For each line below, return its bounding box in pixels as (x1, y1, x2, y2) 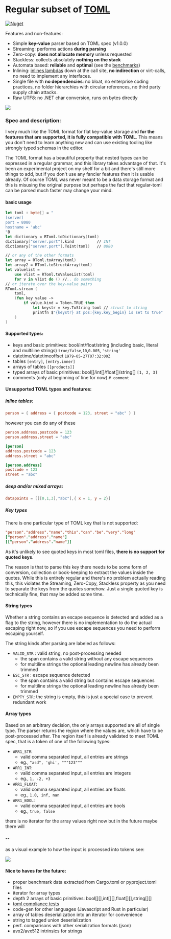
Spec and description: (5, 117, 61, 124)
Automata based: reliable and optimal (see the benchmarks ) (12, 62, 140, 68)
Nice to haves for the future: (5, 867, 66, 874)
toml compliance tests (12, 901, 60, 907)
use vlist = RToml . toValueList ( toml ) (14, 272, 95, 277)
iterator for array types (12, 890, 61, 896)
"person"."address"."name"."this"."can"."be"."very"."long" (5, 530, 136, 535)
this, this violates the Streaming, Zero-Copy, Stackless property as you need (5, 580, 166, 586)
